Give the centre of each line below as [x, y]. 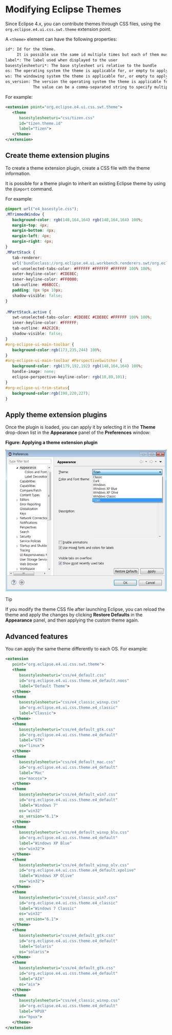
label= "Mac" [31, 773]
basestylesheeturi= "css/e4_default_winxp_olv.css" [74, 865]
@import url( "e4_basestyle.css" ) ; [42, 209]
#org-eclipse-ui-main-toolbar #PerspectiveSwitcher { [64, 361]
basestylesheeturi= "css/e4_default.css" [62, 675]
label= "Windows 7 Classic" [48, 909]
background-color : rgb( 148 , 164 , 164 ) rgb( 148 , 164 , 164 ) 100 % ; [78, 220]
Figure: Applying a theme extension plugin [51, 443]
